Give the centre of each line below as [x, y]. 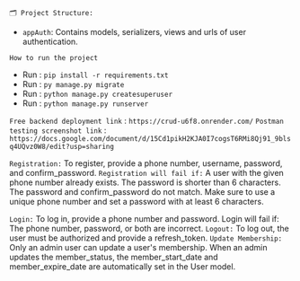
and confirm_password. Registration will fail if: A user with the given [147, 173]
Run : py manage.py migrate [73, 84]
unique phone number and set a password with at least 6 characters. [137, 202]
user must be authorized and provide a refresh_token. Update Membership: [146, 238]
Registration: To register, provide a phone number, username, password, [146, 163]
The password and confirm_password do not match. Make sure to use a [142, 192]
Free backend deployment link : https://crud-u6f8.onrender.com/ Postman [147, 121]
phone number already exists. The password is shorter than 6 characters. [145, 182]
